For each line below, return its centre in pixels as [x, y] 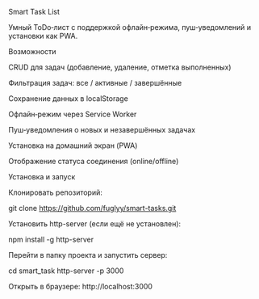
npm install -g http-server [51, 239]
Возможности [32, 51]
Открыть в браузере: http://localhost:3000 [81, 286]
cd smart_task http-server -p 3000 [66, 271]
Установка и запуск [42, 177]
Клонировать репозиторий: [56, 192]
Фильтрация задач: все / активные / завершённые [95, 83]
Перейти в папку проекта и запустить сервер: [88, 255]
